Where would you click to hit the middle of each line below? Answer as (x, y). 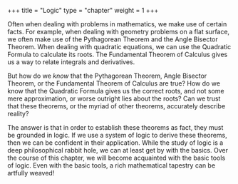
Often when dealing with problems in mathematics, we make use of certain (117, 24)
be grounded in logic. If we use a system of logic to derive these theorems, (118, 135)
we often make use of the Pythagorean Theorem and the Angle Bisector (113, 39)
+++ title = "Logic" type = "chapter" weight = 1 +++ (83, 10)
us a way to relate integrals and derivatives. (71, 62)
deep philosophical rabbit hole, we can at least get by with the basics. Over (118, 150)
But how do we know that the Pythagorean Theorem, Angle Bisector (107, 76)
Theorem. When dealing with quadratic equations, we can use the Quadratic (119, 47)
